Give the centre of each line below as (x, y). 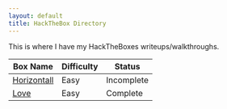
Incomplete (128, 80)
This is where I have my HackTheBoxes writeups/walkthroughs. (114, 46)
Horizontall (33, 80)
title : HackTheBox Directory (57, 23)
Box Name (33, 66)
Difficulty (80, 66)
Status (127, 66)
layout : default (36, 16)
